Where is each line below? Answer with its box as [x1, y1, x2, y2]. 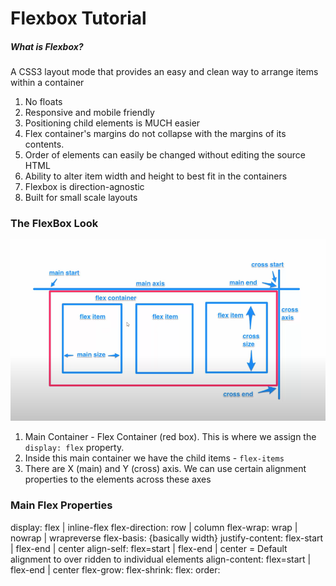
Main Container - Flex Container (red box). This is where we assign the [24, 431, 317, 443]
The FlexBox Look [10, 217, 99, 231]
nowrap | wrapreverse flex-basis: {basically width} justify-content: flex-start [10, 532, 324, 544]
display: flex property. [24, 442, 125, 454]
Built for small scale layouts [24, 192, 138, 204]
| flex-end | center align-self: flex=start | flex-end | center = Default [10, 542, 288, 554]
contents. [24, 138, 65, 151]
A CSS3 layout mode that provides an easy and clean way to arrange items [10, 66, 319, 78]
